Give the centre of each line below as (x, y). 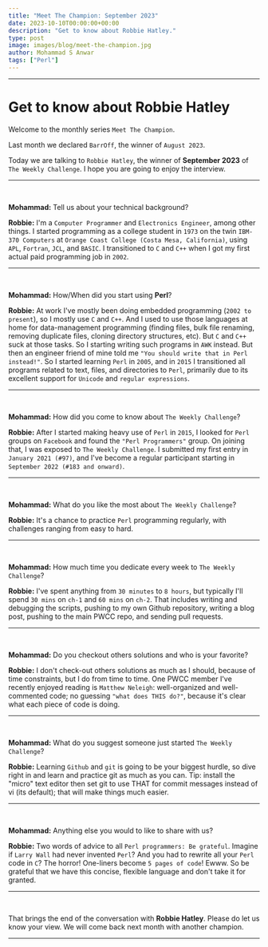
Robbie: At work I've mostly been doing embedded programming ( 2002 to (130, 310)
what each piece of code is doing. (64, 704)
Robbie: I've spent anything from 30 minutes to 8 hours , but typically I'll (126, 591)
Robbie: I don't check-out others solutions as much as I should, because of (132, 670)
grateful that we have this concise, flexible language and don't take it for (127, 871)
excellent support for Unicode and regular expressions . (99, 378)
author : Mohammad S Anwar (51, 53)
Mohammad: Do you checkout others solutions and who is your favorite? (128, 655)
